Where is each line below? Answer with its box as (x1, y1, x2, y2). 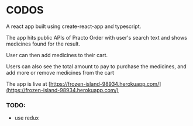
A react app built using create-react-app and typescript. (6, 23, 142, 30)
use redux (14, 114, 39, 121)
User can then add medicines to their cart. (6, 51, 108, 58)
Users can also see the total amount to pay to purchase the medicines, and (6, 62, 187, 70)
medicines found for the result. (6, 40, 81, 47)
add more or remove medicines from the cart (6, 69, 114, 76)
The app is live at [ (6, 80, 51, 87)
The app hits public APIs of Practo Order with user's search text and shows (6, 34, 187, 41)
